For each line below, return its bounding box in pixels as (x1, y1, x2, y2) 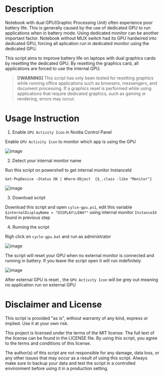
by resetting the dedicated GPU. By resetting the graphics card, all (5, 60, 139, 66)
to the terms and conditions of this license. (5, 340, 92, 346)
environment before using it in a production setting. (5, 365, 109, 371)
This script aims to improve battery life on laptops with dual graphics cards (5, 55, 156, 61)
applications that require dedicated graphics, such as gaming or (17, 91, 146, 96)
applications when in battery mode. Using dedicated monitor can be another (5, 30, 159, 36)
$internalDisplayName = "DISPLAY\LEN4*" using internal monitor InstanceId (5, 209, 157, 215)
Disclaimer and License (5, 299, 102, 310)
